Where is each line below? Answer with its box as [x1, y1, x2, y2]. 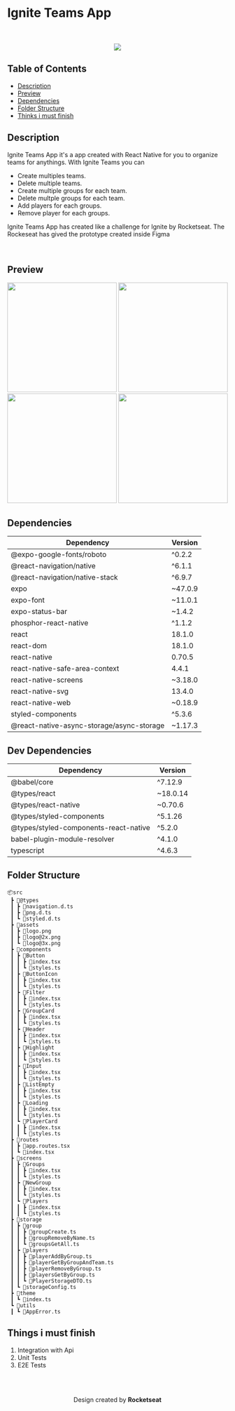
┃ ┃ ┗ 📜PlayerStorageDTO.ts [10, 1277, 92, 1285]
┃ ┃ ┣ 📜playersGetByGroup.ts [10, 1271, 96, 1278]
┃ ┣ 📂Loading [10, 1099, 49, 1106]
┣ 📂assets [10, 921, 39, 928]
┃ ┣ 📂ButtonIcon [10, 970, 58, 977]
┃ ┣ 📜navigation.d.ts [10, 903, 73, 910]
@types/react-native [10, 800, 80, 810]
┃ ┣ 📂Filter [10, 989, 45, 996]
